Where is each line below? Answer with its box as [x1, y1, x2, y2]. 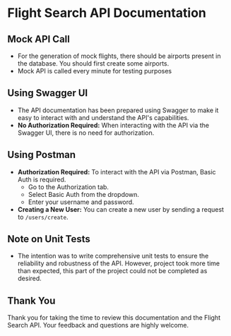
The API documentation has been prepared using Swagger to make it [17, 106, 219, 114]
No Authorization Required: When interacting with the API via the [17, 121, 210, 129]
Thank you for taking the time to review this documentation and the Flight [7, 313, 221, 322]
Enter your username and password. [28, 198, 134, 206]
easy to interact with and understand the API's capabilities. [17, 113, 189, 121]
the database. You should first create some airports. [17, 59, 170, 68]
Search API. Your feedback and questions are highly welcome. [7, 321, 189, 330]
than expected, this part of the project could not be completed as [17, 267, 208, 275]
